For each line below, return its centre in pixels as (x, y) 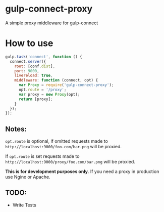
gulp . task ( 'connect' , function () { (44, 57)
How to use (29, 43)
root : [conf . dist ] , (35, 66)
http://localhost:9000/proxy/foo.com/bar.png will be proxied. (70, 162)
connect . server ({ (28, 61)
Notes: (16, 129)
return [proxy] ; (36, 99)
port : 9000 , (27, 71)
